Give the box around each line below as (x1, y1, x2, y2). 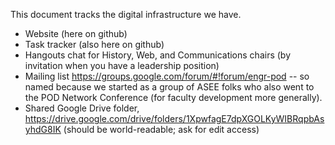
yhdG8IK (24, 124, 62, 135)
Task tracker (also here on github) (24, 39, 165, 50)
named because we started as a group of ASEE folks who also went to (24, 81, 315, 93)
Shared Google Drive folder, (24, 102, 140, 114)
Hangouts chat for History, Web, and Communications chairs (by (24, 49, 292, 61)
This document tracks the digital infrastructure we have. (10, 9, 242, 20)
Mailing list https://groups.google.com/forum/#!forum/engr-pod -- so (24, 70, 310, 82)
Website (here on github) (24, 28, 128, 39)
